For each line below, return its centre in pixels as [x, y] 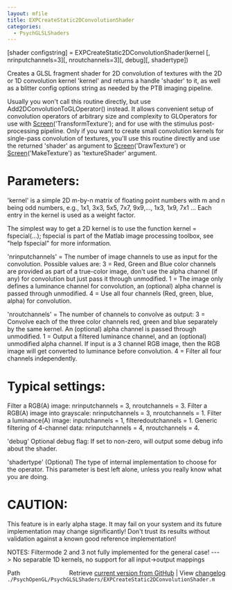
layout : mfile [28, 14]
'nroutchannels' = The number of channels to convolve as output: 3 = [106, 314]
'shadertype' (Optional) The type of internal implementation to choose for [112, 462]
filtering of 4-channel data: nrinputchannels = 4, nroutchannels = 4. [104, 428]
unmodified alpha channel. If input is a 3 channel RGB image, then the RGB [114, 344]
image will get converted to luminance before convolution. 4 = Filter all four [114, 352]
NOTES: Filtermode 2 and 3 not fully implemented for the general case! [108, 553]
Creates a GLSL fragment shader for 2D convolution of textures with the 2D [115, 73]
